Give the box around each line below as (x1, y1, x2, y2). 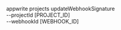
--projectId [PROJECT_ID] (6, 11, 70, 19)
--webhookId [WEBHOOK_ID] (6, 18, 79, 25)
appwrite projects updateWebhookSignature (6, 5, 115, 12)
